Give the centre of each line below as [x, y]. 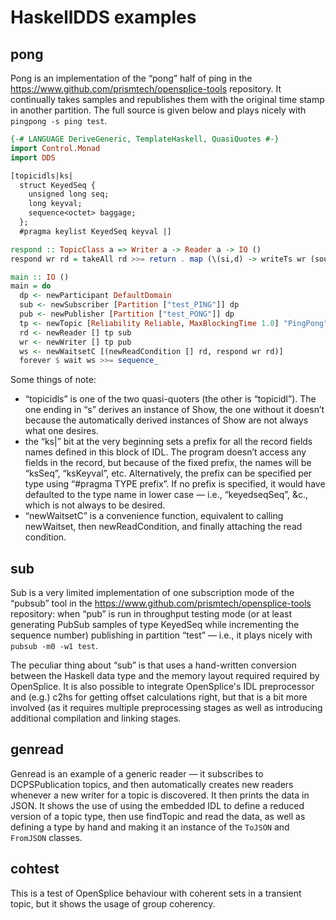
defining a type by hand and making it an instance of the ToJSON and [150, 827]
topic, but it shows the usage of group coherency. [113, 903]
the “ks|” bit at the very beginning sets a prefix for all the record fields [168, 442]
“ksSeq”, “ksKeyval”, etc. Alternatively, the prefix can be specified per [168, 473]
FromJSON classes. [46, 837]
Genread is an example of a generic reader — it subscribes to [137, 773]
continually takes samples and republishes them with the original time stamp [167, 99]
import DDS [33, 157]
